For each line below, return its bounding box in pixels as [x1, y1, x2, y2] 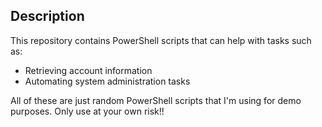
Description [10, 8, 85, 25]
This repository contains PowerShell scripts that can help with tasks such [10, 34, 312, 46]
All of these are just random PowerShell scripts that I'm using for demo [10, 94, 302, 106]
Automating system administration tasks [24, 75, 191, 87]
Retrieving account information [24, 64, 153, 76]
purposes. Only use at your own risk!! [10, 105, 165, 117]
